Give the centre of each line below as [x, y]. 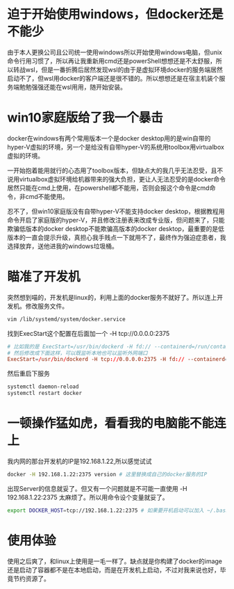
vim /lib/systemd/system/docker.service [67, 319]
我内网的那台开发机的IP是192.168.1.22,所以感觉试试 [80, 461]
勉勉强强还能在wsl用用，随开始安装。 [73, 87]
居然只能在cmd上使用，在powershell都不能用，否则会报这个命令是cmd [108, 188]
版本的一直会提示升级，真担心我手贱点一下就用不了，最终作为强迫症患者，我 [117, 237]
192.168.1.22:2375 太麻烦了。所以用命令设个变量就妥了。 [88, 497]
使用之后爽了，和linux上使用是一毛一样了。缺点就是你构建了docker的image [115, 561]
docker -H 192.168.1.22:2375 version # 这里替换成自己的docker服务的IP [107, 474]
